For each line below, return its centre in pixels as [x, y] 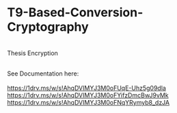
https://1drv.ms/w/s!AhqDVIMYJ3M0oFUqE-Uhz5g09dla [86, 88]
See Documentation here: [43, 74]
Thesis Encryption [32, 53]
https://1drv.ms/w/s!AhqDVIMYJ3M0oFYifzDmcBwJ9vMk [88, 95]
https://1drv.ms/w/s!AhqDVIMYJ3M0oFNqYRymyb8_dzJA [88, 102]
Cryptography [48, 27]
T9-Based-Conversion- [75, 13]
